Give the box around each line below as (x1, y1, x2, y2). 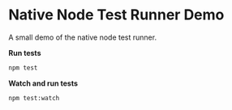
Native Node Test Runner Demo (8, 6, 225, 24)
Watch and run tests (8, 78, 79, 88)
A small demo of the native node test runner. (8, 32, 157, 42)
